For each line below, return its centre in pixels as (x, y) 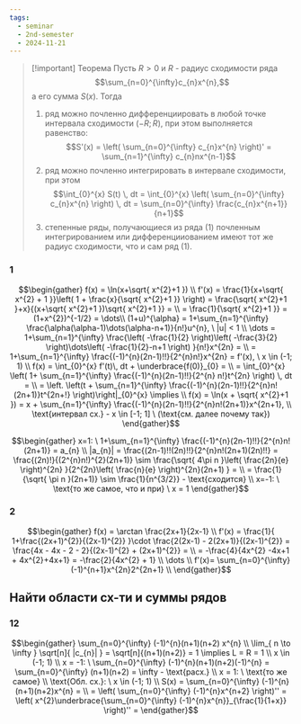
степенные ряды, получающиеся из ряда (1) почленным (152, 228)
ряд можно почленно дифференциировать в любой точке (155, 114)
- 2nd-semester (46, 34)
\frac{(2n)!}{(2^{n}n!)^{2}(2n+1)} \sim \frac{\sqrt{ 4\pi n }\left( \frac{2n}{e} (151, 460)
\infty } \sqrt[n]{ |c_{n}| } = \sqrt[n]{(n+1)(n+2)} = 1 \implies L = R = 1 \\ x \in (151, 652)
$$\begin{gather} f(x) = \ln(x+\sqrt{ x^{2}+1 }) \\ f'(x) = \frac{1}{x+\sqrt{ (151, 290)
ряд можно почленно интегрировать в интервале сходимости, (165, 171)
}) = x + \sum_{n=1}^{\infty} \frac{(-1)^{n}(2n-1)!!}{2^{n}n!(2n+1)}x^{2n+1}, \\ (151, 404)
